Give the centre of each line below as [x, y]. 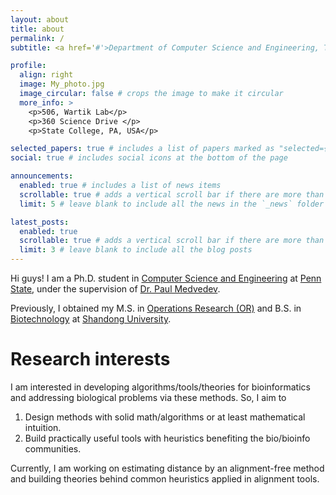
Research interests [90, 359]
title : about [37, 29]
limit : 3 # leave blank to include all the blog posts [136, 250]
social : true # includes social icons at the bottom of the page [149, 158]
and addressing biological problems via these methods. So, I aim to [148, 397]
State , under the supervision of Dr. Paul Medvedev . [115, 289]
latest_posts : [40, 222]
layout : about [40, 19]
